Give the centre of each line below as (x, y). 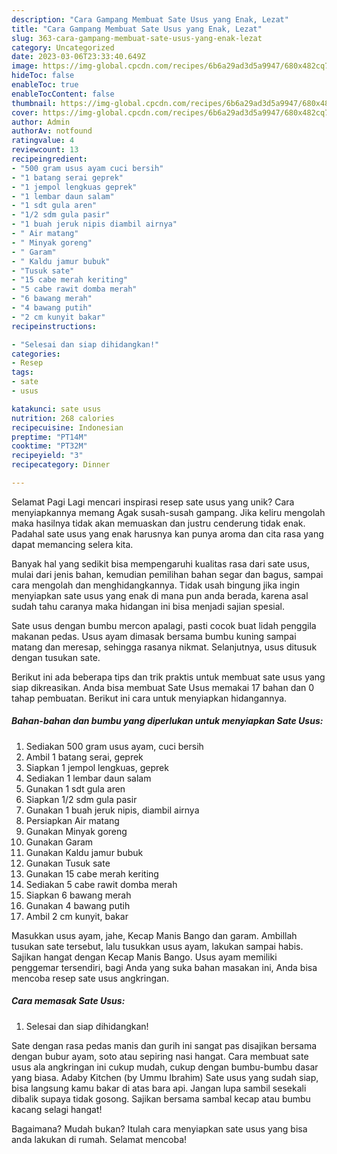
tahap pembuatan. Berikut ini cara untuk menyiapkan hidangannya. (149, 698)
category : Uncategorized (63, 47)
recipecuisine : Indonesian (67, 427)
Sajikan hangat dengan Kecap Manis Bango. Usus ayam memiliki (144, 957)
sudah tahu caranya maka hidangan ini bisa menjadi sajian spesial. (148, 606)
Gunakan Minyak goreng (76, 831)
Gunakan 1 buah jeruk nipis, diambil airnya (112, 810)
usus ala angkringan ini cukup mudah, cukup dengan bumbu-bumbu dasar (165, 1067)
